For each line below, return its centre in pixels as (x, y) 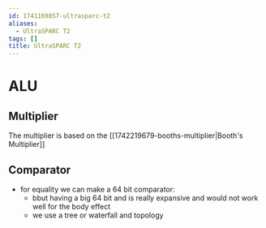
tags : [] (23, 39)
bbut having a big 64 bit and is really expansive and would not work (145, 198)
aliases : (23, 24)
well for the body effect (71, 206)
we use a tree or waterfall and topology (98, 215)
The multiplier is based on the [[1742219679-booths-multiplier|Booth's (126, 136)
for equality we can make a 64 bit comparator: (98, 189)
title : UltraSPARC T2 (45, 46)
